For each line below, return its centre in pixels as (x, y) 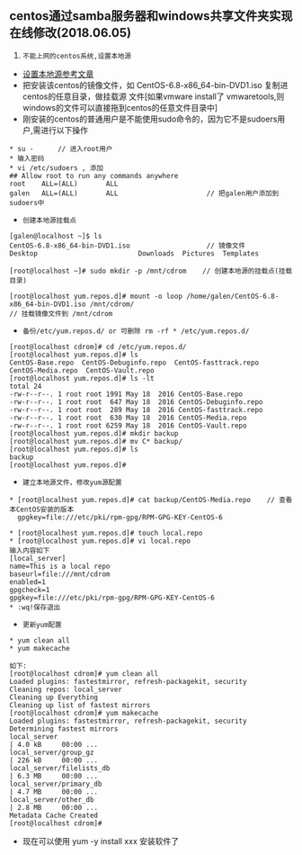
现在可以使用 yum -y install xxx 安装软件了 (101, 841)
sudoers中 (27, 202)
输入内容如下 (30, 550)
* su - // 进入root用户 (61, 148)
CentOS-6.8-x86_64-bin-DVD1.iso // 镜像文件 (127, 246)
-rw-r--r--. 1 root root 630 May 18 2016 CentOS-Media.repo (128, 418)
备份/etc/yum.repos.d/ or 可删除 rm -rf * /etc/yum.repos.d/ (136, 331)
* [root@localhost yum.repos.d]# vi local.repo (100, 541)
